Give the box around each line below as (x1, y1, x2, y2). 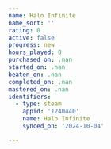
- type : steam (15, 100, 62, 108)
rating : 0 (8, 26, 41, 34)
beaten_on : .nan (8, 71, 62, 78)
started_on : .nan (8, 63, 66, 71)
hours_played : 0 (8, 48, 62, 56)
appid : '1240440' (22, 108, 80, 116)
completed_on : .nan (8, 78, 73, 86)
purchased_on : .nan (8, 56, 73, 64)
